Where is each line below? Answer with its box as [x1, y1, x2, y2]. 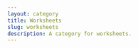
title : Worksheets [7, 17, 62, 24]
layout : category [7, 10, 59, 18]
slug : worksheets [7, 23, 59, 30]
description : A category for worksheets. [7, 30, 132, 37]
